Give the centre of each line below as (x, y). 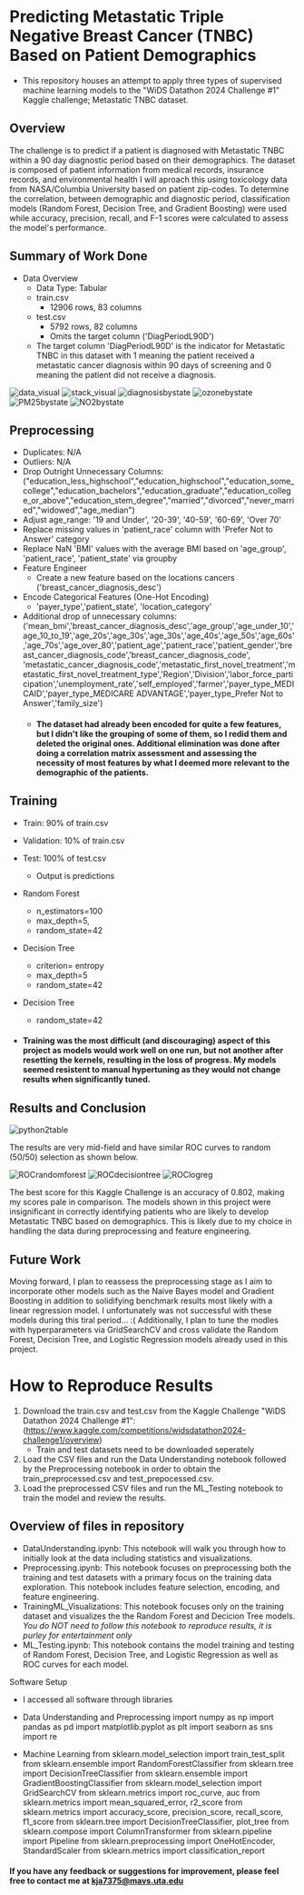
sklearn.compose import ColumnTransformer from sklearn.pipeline (147, 1831)
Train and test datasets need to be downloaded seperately (145, 1449)
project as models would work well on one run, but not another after (153, 1051)
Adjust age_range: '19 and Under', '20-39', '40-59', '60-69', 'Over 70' (152, 520)
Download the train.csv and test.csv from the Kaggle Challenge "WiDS (154, 1411)
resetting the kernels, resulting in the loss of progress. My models (149, 1060)
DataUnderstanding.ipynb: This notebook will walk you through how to (154, 1548)
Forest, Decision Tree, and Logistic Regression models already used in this (149, 1339)
